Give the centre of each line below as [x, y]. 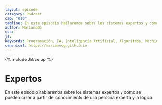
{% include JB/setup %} [29, 59]
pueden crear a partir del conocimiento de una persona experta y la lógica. [79, 97]
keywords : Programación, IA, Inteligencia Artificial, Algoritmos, [74, 41]
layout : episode [21, 9]
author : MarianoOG [23, 28]
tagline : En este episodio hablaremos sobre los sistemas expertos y [76, 23]
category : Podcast [23, 14]
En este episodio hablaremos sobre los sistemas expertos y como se [73, 92]
